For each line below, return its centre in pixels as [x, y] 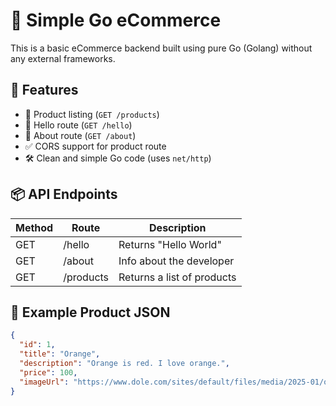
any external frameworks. [63, 58]
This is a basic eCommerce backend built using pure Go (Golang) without [161, 48]
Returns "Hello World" [170, 244]
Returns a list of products [177, 277]
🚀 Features [44, 90]
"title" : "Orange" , [60, 354]
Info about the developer [176, 261]
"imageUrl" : [44, 382]
